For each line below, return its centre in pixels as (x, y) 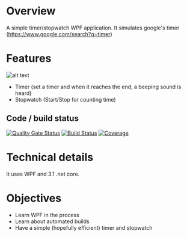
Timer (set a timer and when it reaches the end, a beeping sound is (98, 87)
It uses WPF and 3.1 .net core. (43, 174)
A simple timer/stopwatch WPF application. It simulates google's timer (93, 28)
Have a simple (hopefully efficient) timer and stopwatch (84, 227)
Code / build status (43, 118)
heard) (23, 93)
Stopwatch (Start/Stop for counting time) (65, 99)
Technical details (50, 157)
